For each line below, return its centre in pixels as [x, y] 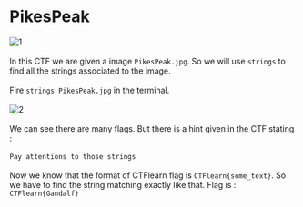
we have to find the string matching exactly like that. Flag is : [123, 184]
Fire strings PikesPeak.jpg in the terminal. [90, 90]
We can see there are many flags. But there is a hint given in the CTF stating [152, 128]
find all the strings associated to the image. [90, 71]
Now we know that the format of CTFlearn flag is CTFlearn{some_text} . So [148, 175]
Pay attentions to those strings [73, 156]
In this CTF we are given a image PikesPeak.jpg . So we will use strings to [148, 61]
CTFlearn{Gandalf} [44, 193]
